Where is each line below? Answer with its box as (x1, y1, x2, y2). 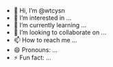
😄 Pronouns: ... (13, 46, 58, 54)
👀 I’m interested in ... (13, 14, 72, 22)
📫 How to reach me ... (13, 36, 77, 44)
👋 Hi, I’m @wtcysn (13, 7, 65, 14)
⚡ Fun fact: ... (13, 53, 51, 62)
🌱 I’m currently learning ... (13, 21, 87, 29)
